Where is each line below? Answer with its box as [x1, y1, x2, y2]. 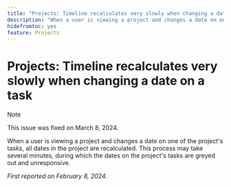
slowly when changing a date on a [7, 73, 205, 89]
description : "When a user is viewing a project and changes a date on [7, 16, 217, 23]
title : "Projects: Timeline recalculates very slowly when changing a [7, 10, 214, 17]
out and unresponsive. [7, 159, 71, 167]
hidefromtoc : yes [7, 23, 57, 29]
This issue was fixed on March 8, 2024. [7, 124, 119, 132]
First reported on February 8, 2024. [7, 172, 108, 180]
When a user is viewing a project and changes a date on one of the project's [7, 137, 223, 145]
